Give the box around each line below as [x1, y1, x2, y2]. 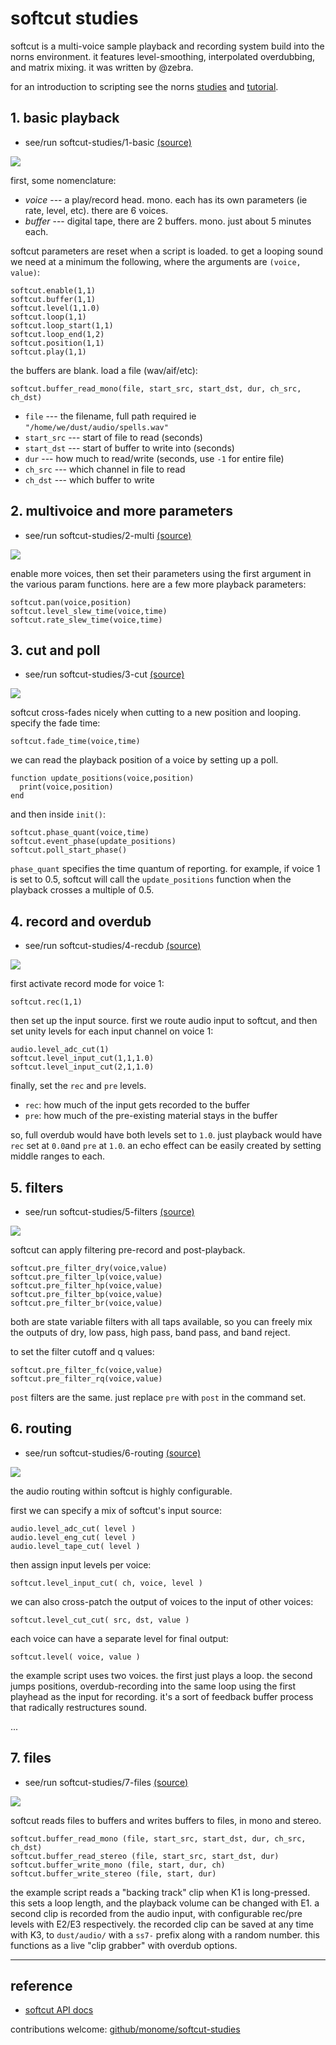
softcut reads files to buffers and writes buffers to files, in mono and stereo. [10, 1814, 322, 1826]
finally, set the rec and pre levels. [10, 1080, 147, 1092]
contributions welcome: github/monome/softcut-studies [10, 2023, 241, 2036]
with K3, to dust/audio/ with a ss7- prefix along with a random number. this [10, 1928, 320, 1941]
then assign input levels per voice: [10, 1558, 152, 1571]
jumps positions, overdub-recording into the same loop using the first [10, 1680, 297, 1692]
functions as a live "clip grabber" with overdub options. [10, 1939, 238, 1951]
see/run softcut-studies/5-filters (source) [24, 1206, 195, 1217]
